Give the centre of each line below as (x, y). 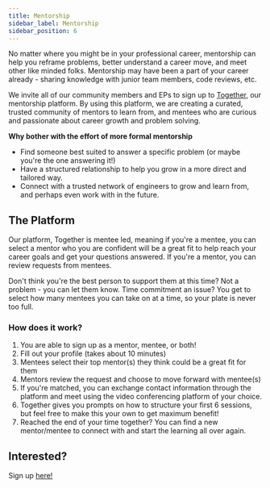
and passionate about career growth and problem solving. (105, 121)
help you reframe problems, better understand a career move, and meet (128, 62)
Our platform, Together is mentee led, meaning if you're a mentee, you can (132, 240)
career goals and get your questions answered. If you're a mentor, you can (132, 257)
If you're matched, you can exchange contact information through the (135, 388)
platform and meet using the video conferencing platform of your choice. (141, 397)
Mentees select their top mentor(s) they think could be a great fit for (133, 362)
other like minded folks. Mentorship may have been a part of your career (129, 71)
